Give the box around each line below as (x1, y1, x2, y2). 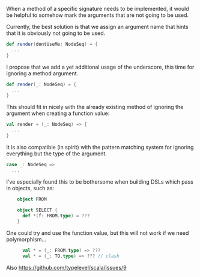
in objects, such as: (6, 184, 55, 191)
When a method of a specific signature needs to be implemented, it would (6, 5, 189, 12)
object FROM (17, 196, 47, 202)
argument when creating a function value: (6, 110, 110, 117)
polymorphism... (6, 236, 47, 243)
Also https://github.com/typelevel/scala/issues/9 (6, 264, 127, 271)
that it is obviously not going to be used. (6, 30, 106, 37)
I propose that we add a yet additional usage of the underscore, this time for (6, 63, 195, 70)
